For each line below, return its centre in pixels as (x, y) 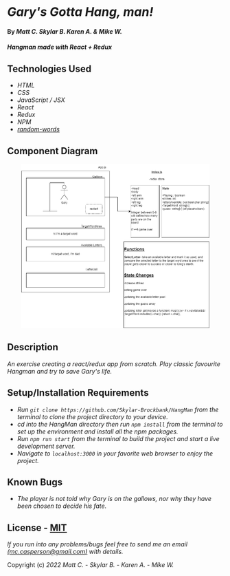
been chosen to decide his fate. (62, 506)
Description (33, 347)
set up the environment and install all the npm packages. (97, 431)
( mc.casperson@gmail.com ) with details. (65, 552)
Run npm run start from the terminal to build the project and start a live (118, 438)
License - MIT (37, 527)
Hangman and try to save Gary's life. (59, 371)
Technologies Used (49, 68)
